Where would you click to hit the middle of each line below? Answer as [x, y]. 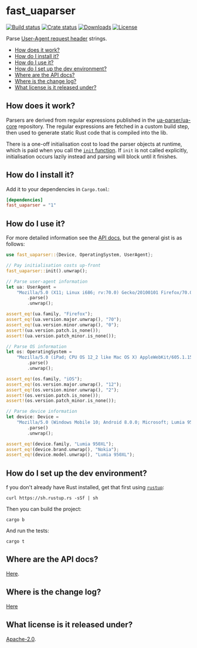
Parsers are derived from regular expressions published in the [81, 120]
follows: [16, 244]
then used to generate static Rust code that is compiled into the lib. [87, 132]
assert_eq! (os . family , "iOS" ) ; [44, 379]
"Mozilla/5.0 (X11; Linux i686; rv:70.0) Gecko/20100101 [88, 292]
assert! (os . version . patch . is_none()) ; [53, 395]
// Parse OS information [36, 346]
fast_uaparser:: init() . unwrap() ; [47, 271]
